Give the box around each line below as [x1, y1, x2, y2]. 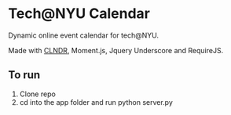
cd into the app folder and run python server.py [19, 97, 173, 106]
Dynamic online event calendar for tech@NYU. [8, 31, 159, 40]
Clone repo [19, 89, 57, 99]
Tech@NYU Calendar [8, 5, 151, 23]
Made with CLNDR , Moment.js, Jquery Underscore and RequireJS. [8, 45, 224, 55]
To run [8, 68, 41, 82]
